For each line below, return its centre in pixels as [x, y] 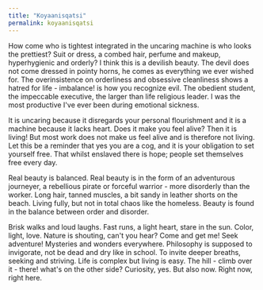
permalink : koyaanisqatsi [51, 23]
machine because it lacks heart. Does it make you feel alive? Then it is [123, 129]
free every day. [33, 162]
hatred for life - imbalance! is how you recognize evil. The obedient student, [132, 87]
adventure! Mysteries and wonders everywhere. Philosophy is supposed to [130, 244]
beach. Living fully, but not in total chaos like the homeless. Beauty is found [131, 203]
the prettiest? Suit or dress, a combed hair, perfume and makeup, [114, 54]
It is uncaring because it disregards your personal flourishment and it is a [128, 120]
